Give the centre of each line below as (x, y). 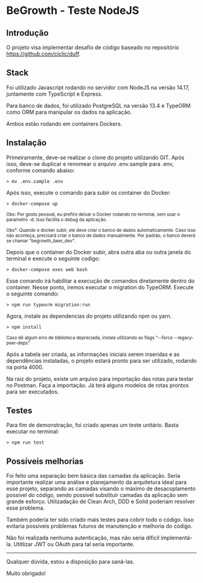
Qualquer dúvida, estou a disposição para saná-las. (70, 562)
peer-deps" (18, 343)
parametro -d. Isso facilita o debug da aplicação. (57, 219)
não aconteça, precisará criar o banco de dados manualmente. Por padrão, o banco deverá (101, 236)
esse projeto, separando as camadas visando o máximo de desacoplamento (101, 489)
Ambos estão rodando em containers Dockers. (64, 124)
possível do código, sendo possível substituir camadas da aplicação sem (97, 495)
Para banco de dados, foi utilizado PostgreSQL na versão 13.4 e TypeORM (98, 105)
